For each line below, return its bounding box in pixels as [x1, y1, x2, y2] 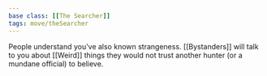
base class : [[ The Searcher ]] [8, 11, 111, 20]
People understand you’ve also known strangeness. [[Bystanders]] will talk [8, 41, 259, 51]
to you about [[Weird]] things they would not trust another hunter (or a [8, 50, 243, 60]
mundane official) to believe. [8, 58, 104, 69]
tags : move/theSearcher [8, 19, 89, 27]
